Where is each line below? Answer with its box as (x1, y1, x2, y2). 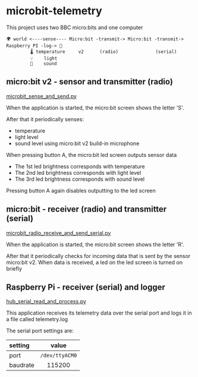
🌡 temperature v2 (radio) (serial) (30, 49, 177, 55)
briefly (6, 265, 23, 272)
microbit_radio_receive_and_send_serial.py (6, 229, 111, 236)
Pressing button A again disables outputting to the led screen (6, 187, 156, 194)
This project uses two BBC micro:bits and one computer (6, 24, 143, 31)
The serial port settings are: (6, 327, 74, 334)
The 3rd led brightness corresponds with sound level (14, 175, 144, 183)
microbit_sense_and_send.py (6, 92, 77, 99)
